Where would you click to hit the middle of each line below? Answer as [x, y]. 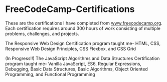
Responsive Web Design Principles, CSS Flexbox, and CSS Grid [71, 48]
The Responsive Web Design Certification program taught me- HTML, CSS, [83, 43]
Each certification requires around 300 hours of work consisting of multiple [83, 28]
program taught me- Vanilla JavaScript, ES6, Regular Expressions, [73, 63]
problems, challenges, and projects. [42, 33]
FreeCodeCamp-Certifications [70, 9]
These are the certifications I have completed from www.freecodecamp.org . [84, 23]
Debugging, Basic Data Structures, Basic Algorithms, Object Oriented [76, 69]
